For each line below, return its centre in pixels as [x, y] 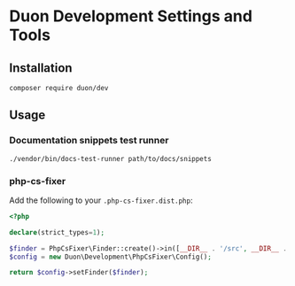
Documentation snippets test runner [89, 141]
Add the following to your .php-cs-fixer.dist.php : [101, 200]
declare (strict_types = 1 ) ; [57, 232]
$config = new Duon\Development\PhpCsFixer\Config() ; [111, 257]
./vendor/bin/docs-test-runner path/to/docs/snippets [111, 158]
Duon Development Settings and [131, 16]
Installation [41, 68]
